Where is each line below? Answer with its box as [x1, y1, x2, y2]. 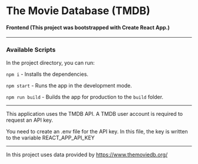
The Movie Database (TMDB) [6, 4, 150, 18]
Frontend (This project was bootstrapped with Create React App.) [6, 24, 170, 31]
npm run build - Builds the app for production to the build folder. [6, 93, 164, 101]
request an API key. [6, 116, 54, 123]
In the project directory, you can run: [6, 59, 95, 66]
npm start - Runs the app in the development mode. [6, 82, 133, 89]
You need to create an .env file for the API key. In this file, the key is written [6, 128, 189, 135]
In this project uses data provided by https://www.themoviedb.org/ [6, 151, 168, 158]
